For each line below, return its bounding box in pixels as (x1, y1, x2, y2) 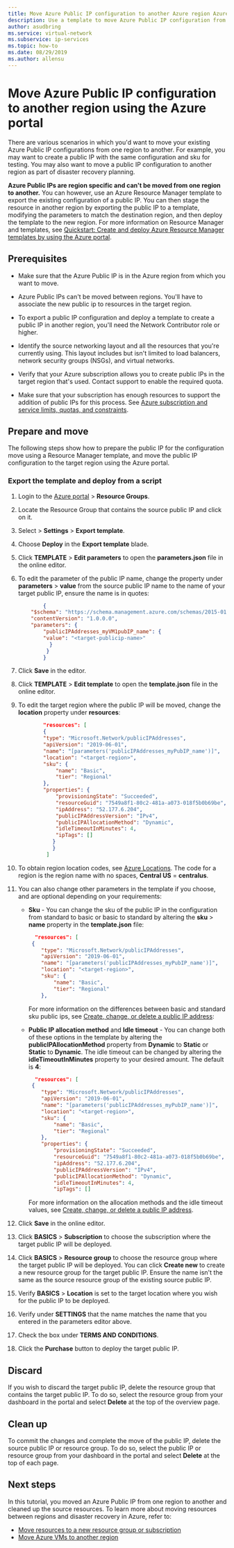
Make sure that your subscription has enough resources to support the (17, 390, 221, 399)
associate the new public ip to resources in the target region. (17, 300, 192, 308)
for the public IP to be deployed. (17, 1297, 110, 1305)
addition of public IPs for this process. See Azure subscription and (17, 398, 208, 406)
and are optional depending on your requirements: (17, 892, 162, 900)
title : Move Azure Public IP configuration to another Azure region (8, 10, 210, 17)
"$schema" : (31, 609, 62, 616)
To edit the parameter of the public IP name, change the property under (17, 574, 223, 582)
